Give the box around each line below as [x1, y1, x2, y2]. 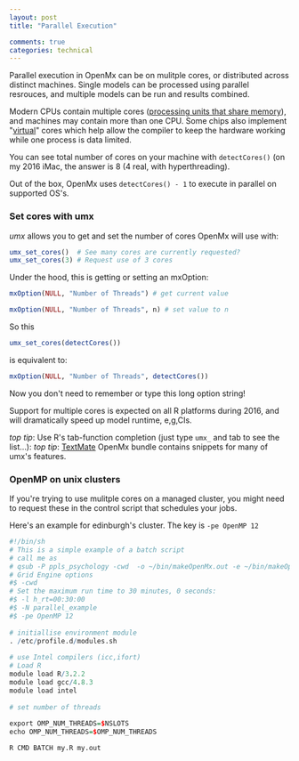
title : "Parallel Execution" [9, 21, 117, 30]
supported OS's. [9, 188, 69, 198]
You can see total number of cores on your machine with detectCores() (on [9, 152, 286, 163]
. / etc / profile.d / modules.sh [9, 636, 117, 645]
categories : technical [9, 45, 93, 54]
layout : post [9, 12, 58, 22]
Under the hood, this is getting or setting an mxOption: [9, 272, 209, 283]
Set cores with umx [9, 210, 95, 223]
